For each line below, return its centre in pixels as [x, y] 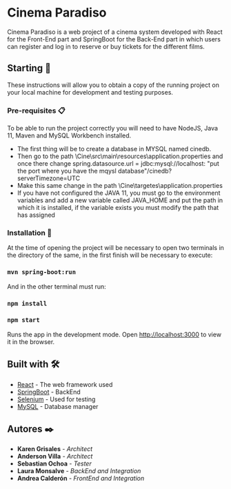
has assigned [36, 215]
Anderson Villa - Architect [55, 457]
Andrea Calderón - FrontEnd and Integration [81, 479]
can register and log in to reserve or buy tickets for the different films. [106, 46]
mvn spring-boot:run [42, 272]
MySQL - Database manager [58, 406]
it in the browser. [31, 342]
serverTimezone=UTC [49, 178]
